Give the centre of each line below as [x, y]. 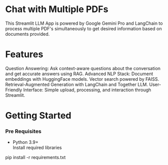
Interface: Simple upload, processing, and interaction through [87, 90]
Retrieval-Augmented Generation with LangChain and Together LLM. [77, 84]
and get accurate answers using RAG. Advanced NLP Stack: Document [79, 74]
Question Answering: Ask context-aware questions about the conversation [83, 68]
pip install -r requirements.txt [35, 157]
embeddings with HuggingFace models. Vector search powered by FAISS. [82, 79]
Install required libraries [37, 148]
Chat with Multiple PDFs [57, 9]
